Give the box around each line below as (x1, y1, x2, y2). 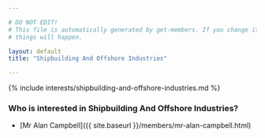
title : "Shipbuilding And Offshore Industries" (8, 54, 168, 63)
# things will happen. (8, 33, 83, 41)
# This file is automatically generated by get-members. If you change (8, 25, 248, 34)
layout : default (8, 47, 62, 55)
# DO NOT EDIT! (8, 18, 58, 26)
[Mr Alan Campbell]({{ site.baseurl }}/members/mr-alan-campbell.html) (19, 121, 252, 130)
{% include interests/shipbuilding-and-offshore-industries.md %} (8, 84, 221, 93)
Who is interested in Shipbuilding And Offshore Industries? (8, 103, 239, 114)
